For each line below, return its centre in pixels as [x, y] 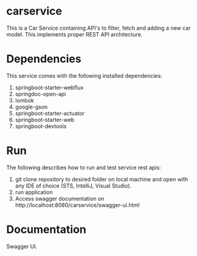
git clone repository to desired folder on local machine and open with [102, 179]
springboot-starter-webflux [49, 87]
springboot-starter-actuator [50, 113]
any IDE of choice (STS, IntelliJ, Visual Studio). [73, 186]
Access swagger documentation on [60, 198]
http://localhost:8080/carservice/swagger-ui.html [77, 205]
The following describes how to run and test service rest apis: [84, 167]
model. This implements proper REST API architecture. [74, 34]
